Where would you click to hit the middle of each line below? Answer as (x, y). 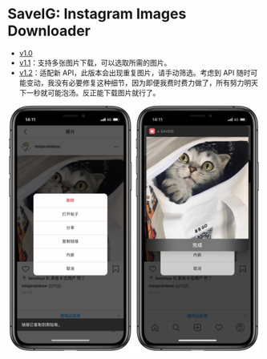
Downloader (49, 31)
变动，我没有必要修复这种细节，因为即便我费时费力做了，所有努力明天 (142, 83)
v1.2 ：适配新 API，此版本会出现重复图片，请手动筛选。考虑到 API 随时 (135, 72)
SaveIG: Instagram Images (97, 14)
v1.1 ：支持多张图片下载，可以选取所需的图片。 (95, 63)
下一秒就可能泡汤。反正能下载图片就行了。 (89, 92)
